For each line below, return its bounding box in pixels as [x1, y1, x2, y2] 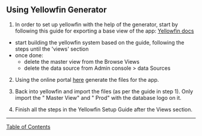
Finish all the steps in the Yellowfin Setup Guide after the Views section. [14, 105, 193, 113]
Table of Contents [6, 123, 51, 130]
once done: [14, 51, 43, 59]
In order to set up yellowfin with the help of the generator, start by [14, 20, 179, 28]
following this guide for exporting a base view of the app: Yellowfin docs [14, 27, 194, 34]
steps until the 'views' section [14, 45, 89, 52]
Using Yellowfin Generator [6, 5, 107, 15]
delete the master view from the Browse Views [23, 58, 140, 65]
